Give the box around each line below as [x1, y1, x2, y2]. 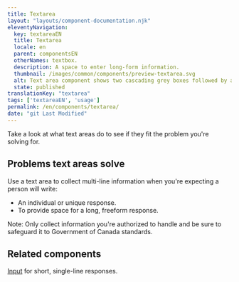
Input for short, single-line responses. [7, 267, 118, 276]
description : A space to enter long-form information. [14, 64, 180, 71]
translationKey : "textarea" [7, 90, 91, 97]
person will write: [7, 184, 58, 193]
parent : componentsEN [14, 51, 78, 58]
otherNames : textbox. [14, 57, 78, 64]
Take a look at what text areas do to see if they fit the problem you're [7, 129, 209, 138]
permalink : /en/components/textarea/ [7, 104, 119, 111]
